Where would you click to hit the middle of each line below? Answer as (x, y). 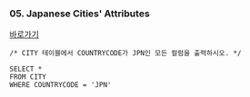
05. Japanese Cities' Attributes (80, 14)
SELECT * (26, 69)
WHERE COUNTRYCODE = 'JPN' (60, 85)
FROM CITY (28, 77)
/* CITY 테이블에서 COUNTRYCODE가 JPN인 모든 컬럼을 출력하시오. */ (125, 53)
